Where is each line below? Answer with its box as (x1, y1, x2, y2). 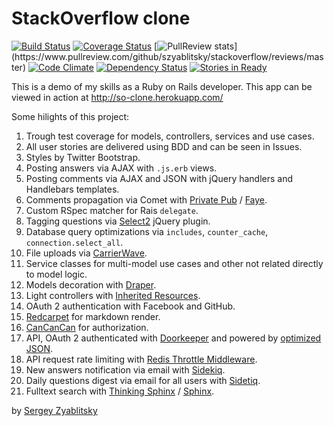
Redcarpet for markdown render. (25, 310, 161, 322)
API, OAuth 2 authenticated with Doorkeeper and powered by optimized (25, 332, 322, 344)
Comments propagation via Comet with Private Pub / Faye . (25, 193, 268, 206)
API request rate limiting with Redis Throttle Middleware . (25, 353, 258, 365)
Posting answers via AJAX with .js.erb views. (25, 162, 218, 174)
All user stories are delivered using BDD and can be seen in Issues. (25, 140, 303, 152)
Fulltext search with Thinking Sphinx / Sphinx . (25, 385, 215, 397)
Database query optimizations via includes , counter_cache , (25, 225, 269, 237)
